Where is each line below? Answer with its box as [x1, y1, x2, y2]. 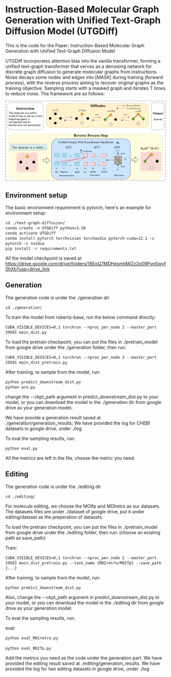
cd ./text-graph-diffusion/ [5, 221, 66, 226]
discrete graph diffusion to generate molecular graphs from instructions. [5, 68, 158, 75]
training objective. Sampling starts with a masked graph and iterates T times [5, 85, 166, 91]
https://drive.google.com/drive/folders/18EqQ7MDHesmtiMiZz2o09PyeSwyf [5, 261, 166, 267]
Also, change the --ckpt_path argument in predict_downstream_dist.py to [5, 594, 160, 600]
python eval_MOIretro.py [5, 635, 58, 641]
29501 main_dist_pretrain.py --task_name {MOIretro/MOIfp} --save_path [5, 560, 161, 566]
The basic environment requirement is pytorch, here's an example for [5, 204, 152, 211]
